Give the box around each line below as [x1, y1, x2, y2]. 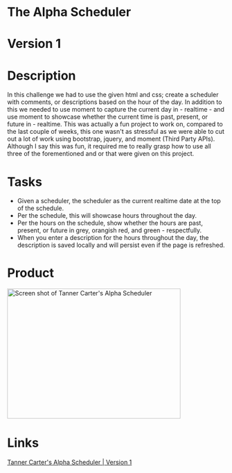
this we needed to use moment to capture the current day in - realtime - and [7, 105, 225, 114]
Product [7, 265, 54, 281]
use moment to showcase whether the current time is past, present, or [7, 112, 208, 121]
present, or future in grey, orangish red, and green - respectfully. [17, 226, 202, 234]
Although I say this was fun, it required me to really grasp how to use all [7, 142, 211, 150]
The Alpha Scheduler [7, 4, 132, 20]
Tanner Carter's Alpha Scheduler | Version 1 [7, 458, 132, 467]
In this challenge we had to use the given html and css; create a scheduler [7, 91, 220, 99]
